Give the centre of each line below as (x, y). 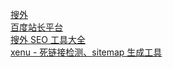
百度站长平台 (36, 27)
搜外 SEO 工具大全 (48, 39)
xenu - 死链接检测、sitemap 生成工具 (86, 52)
